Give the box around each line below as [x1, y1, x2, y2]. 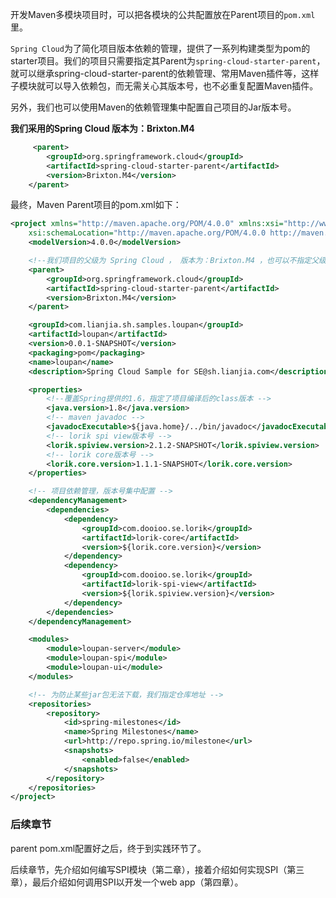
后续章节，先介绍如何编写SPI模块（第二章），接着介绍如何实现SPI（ [10, 863, 288, 875]
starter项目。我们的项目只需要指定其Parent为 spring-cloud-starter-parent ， [10, 55, 326, 67]
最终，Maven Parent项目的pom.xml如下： [10, 199, 182, 211]
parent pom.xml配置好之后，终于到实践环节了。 [10, 842, 207, 854]
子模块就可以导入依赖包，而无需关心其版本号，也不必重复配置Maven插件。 [10, 80, 319, 92]
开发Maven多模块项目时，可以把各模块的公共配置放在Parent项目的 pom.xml [10, 9, 316, 20]
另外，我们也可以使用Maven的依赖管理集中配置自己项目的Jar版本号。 [10, 101, 297, 113]
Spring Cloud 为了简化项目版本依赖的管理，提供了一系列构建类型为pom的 [10, 43, 311, 54]
